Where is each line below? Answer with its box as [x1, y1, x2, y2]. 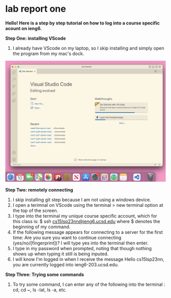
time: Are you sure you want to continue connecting [12, 235, 122, 241]
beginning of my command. [12, 224, 71, 230]
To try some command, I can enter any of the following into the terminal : [12, 281, 165, 288]
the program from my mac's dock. [12, 50, 84, 57]
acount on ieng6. [5, 25, 42, 31]
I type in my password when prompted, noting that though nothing [12, 246, 152, 252]
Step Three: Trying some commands [5, 272, 84, 278]
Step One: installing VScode [5, 35, 66, 41]
